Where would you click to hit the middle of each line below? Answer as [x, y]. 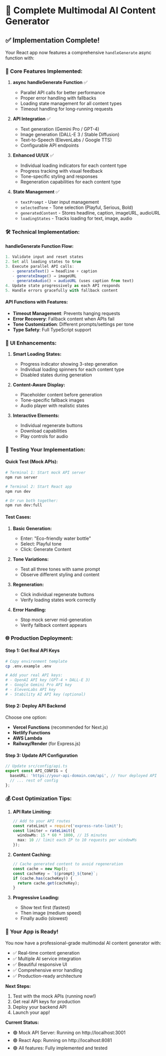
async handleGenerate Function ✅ [50, 82]
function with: [20, 58]
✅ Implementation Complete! [53, 40]
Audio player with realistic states [55, 405]
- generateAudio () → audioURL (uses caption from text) [73, 281]
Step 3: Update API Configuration [42, 755]
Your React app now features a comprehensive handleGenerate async [78, 52]
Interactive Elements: [36, 415]
